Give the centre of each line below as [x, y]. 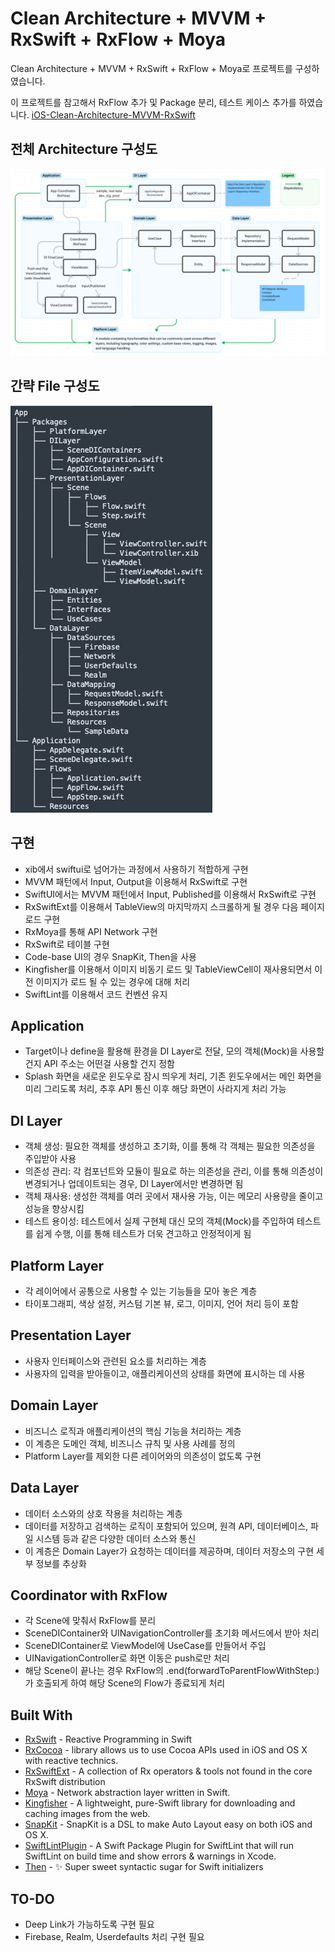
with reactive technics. [71, 1761]
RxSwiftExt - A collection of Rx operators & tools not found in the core [168, 1771]
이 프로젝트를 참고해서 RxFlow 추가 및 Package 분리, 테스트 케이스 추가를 [153, 102]
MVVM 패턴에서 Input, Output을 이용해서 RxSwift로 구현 [136, 881]
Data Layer [45, 1488]
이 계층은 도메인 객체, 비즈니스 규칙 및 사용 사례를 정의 [130, 1443]
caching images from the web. [87, 1814]
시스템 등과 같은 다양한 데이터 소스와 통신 [116, 1538]
